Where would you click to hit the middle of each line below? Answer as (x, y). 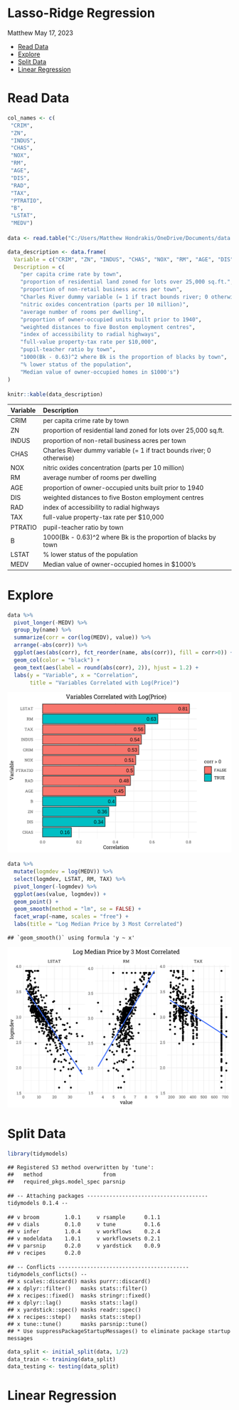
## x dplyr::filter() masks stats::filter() (78, 1288)
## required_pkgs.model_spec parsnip (67, 1181)
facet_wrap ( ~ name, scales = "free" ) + (71, 916)
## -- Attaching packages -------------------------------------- (108, 1196)
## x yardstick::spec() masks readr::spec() (74, 1310)
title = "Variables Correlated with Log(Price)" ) (105, 683)
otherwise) (58, 458)
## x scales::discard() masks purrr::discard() (79, 1281)
